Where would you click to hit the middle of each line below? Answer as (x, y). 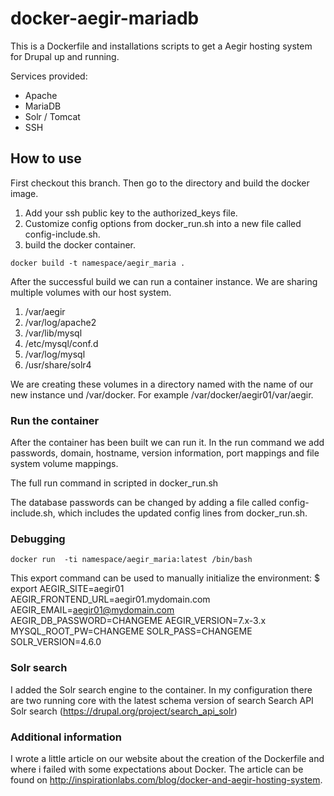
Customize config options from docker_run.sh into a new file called (163, 223)
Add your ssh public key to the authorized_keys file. (131, 213)
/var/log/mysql (55, 354)
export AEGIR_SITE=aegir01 (67, 589)
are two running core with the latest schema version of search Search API (162, 700)
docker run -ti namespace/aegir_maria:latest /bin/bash (131, 560)
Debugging (38, 539)
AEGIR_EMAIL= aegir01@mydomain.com (92, 610)
